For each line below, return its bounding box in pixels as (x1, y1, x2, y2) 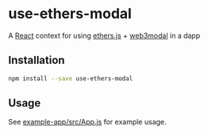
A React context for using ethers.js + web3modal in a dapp (8, 31, 201, 40)
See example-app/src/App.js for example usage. (8, 117, 167, 127)
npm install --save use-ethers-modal (8, 74, 133, 83)
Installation (8, 54, 65, 67)
